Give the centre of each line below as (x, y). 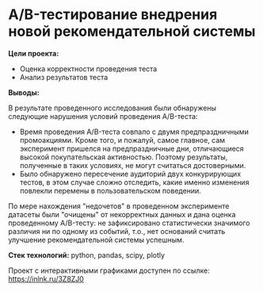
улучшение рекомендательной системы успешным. (96, 239)
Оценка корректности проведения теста (88, 68)
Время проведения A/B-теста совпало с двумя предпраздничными (134, 132)
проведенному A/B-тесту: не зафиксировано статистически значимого (129, 223)
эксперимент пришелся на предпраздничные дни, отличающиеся (131, 148)
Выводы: (24, 92)
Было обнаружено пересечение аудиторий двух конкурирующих (130, 174)
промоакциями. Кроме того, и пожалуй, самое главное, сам (122, 140)
